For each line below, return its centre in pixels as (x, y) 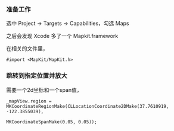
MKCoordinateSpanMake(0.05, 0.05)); (52, 122)
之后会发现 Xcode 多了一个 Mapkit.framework (62, 36)
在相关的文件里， (27, 49)
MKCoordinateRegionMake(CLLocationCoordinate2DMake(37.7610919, (88, 106)
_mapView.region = (29, 101)
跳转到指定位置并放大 (37, 76)
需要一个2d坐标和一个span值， (44, 90)
